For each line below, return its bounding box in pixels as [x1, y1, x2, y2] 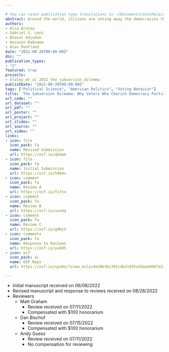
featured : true [5, 68, 37, 73]
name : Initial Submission [10, 166, 64, 171]
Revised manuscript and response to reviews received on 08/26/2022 [12, 288, 158, 294]
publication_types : [5, 58, 46, 63]
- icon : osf [5, 250, 30, 255]
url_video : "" [5, 129, 35, 134]
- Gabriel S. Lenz [5, 31, 44, 36]
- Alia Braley [5, 26, 35, 31]
